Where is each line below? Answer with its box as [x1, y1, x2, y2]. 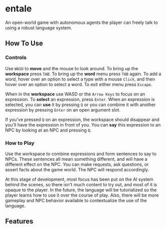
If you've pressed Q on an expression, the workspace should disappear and [5, 116, 160, 122]
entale [5, 3, 32, 14]
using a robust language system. [5, 24, 72, 30]
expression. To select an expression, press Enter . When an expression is [5, 96, 155, 102]
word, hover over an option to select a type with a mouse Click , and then [5, 76, 156, 82]
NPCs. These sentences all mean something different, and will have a [5, 156, 148, 162]
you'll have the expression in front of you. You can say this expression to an [5, 121, 161, 127]
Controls [5, 54, 27, 61]
